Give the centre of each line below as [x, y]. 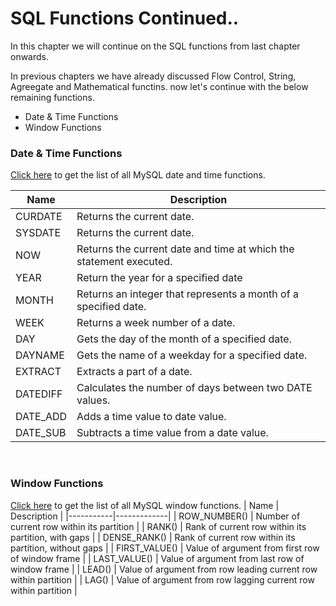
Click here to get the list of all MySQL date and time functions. [138, 175]
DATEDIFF [39, 394]
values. [93, 400]
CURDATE [39, 217]
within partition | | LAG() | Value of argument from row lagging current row [162, 579]
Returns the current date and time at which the [185, 249]
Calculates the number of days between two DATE [194, 388]
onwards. [30, 56]
